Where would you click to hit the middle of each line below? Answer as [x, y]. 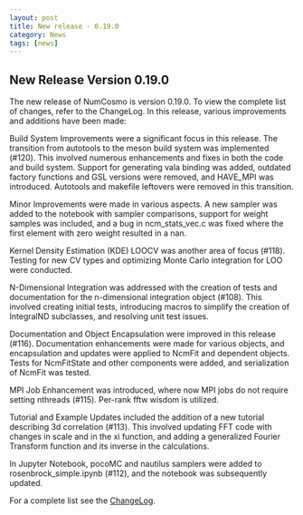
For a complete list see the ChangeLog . [83, 500]
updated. [26, 483]
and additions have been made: [68, 121]
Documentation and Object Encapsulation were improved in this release [142, 334]
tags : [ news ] [34, 43]
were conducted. [41, 270]
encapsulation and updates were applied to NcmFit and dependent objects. [150, 354]
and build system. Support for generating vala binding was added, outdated [150, 168]
